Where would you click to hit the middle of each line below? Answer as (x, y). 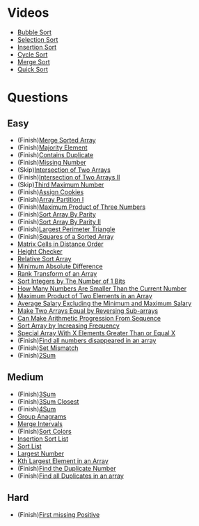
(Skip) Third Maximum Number (61, 184)
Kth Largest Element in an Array (63, 461)
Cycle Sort (32, 54)
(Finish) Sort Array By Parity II (59, 221)
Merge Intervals (40, 423)
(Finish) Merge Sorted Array (56, 140)
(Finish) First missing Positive (58, 514)
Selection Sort (38, 39)
